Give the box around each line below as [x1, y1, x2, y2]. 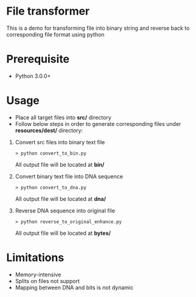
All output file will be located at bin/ [15, 161, 105, 168]
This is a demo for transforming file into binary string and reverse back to [6, 24, 190, 32]
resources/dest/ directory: [15, 127, 83, 134]
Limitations [6, 251, 65, 264]
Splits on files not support [15, 277, 80, 284]
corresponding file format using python [6, 30, 105, 38]
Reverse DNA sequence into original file [15, 207, 116, 214]
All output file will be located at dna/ [15, 195, 107, 202]
